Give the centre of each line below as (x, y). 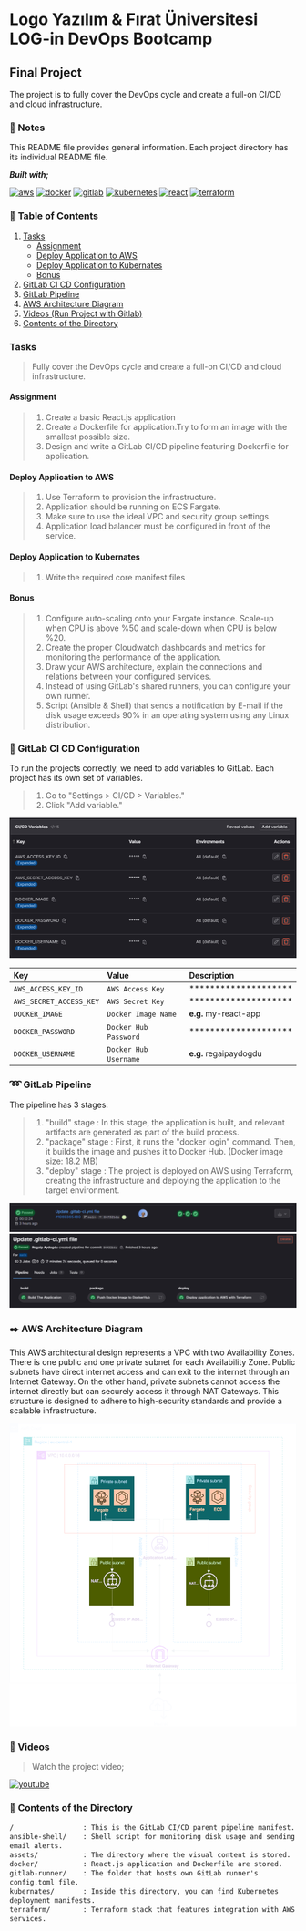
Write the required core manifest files (115, 577)
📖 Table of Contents (54, 216)
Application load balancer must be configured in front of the (158, 526)
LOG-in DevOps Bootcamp (111, 39)
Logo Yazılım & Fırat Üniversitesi (134, 20)
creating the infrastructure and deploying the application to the (163, 1180)
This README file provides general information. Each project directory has (149, 148)
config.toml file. (44, 1883)
